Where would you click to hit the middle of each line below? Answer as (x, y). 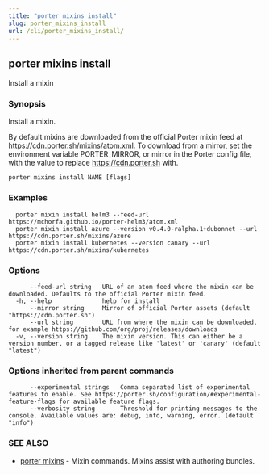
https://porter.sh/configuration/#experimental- (178, 395)
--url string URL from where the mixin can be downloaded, (143, 323)
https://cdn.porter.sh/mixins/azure (70, 236)
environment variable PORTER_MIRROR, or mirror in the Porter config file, (130, 154)
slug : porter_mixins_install (57, 23)
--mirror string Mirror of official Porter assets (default (140, 308)
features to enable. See (50, 395)
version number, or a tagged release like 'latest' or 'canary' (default (135, 344)
